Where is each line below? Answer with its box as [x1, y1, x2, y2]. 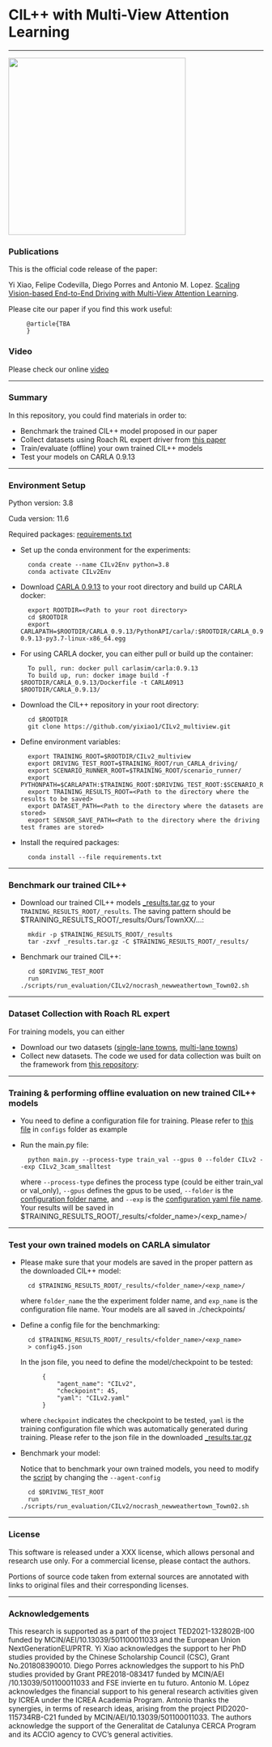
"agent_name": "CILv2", [56, 1380, 137, 1388]
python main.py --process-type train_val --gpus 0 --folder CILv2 [28, 1156, 257, 1164]
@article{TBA [26, 320, 70, 329]
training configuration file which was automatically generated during [19, 1424, 249, 1434]
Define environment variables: [19, 737, 121, 746]
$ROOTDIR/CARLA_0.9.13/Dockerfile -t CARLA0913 [19, 678, 184, 687]
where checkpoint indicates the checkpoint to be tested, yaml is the [19, 1415, 244, 1426]
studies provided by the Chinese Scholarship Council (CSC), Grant [8, 1651, 230, 1661]
